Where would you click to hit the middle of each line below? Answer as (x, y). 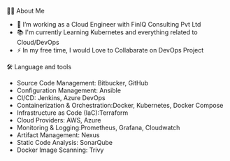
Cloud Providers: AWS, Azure (59, 120)
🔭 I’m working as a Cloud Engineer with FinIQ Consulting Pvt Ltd (109, 24)
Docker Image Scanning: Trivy (60, 150)
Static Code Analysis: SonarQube (65, 142)
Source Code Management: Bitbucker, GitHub (82, 83)
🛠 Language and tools (39, 67)
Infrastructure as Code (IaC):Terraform (72, 113)
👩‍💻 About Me (26, 11)
